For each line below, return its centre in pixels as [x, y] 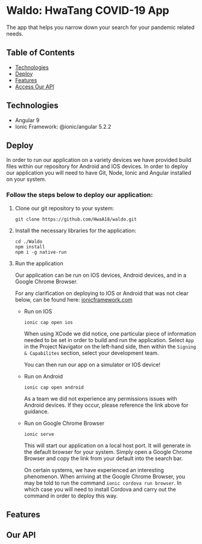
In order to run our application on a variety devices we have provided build [99, 160]
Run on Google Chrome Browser [64, 423]
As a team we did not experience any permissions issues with [101, 398]
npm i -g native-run [41, 252]
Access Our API [34, 86]
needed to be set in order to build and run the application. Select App [109, 340]
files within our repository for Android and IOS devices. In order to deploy [97, 166]
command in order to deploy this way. [71, 496]
